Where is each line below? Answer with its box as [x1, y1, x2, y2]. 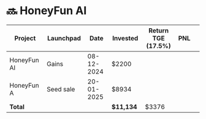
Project [14, 34, 36, 42]
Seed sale [47, 85, 75, 93]
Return [148, 26, 169, 34]
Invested [112, 34, 139, 42]
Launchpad [47, 34, 82, 42]
